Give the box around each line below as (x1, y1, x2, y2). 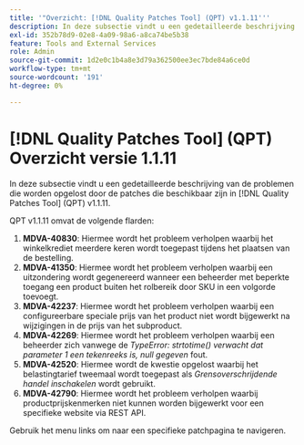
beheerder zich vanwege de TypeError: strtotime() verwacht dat (22, 339, 264, 350)
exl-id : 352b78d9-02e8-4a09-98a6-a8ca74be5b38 (9, 30, 189, 39)
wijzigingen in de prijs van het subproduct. (22, 320, 183, 331)
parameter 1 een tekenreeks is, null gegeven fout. (22, 348, 208, 360)
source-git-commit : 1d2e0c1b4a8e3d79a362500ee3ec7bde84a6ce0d (9, 56, 250, 65)
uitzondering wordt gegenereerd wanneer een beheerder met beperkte (22, 271, 289, 283)
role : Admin (9, 47, 55, 57)
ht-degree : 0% (9, 81, 64, 90)
